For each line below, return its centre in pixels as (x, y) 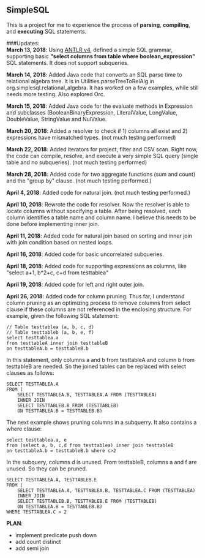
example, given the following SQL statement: (63, 315)
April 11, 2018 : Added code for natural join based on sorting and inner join (99, 236)
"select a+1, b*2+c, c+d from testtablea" (58, 273)
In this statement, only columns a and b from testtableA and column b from (100, 360)
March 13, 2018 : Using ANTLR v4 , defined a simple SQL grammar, (90, 50)
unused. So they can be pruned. (47, 469)
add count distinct (38, 541)
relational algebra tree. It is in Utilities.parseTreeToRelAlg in (80, 81)
